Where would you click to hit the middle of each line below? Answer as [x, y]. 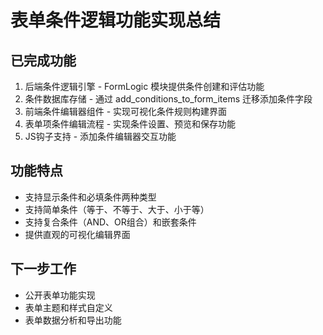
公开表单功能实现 [60, 295]
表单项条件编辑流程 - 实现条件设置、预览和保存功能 [130, 124]
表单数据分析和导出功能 [73, 320]
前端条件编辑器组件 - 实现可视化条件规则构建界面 [126, 111]
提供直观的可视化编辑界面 [77, 234]
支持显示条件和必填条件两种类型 [90, 197]
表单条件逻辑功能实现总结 [116, 20]
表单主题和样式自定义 [68, 307]
